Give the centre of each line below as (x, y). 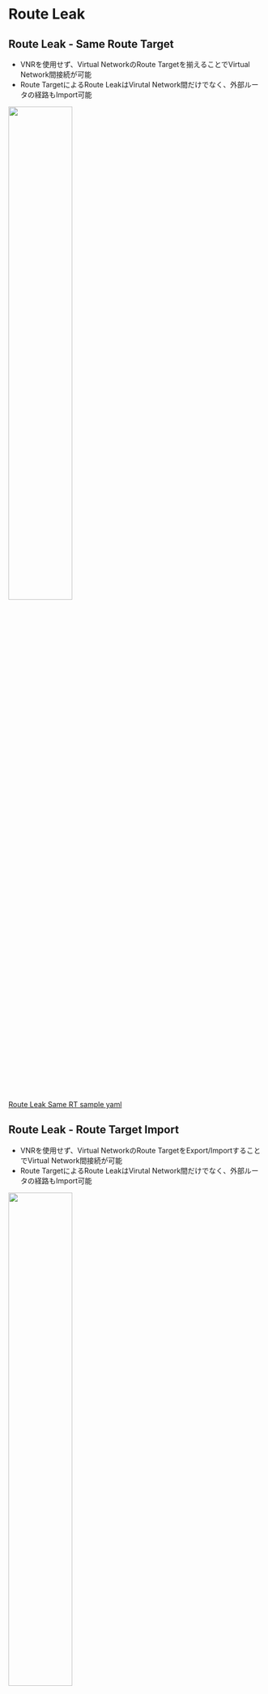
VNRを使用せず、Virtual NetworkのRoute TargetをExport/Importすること (140, 1150)
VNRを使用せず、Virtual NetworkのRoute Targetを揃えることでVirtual (135, 64)
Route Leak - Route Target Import (94, 1130)
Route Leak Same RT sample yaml (65, 1104)
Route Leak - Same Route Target (91, 44)
